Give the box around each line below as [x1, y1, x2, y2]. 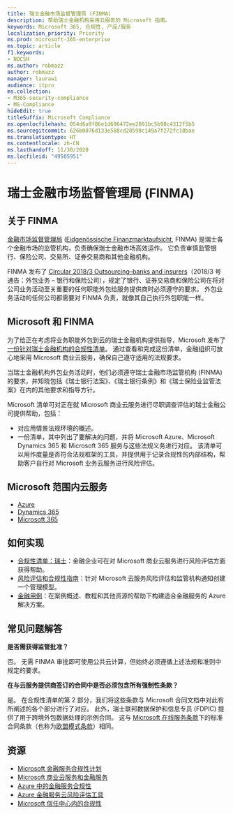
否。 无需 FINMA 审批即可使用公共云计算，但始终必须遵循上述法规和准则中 [7, 658, 222, 666]
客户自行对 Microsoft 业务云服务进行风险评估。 [23, 459, 159, 467]
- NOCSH [7, 56, 30, 63]
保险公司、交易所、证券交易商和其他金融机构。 [19, 252, 154, 260]
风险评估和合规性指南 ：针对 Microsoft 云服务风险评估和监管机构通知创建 [17, 574, 226, 583]
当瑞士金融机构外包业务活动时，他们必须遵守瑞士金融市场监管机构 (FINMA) [7, 368, 223, 376]
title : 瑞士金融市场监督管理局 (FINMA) [7, 10, 112, 17]
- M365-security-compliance [7, 95, 89, 102]
